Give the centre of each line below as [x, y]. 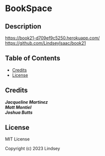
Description [23, 26]
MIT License [17, 139]
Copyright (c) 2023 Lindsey [33, 149]
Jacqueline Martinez [26, 102]
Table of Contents [33, 58]
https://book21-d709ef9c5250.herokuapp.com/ [52, 38]
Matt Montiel [18, 107]
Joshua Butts [19, 112]
